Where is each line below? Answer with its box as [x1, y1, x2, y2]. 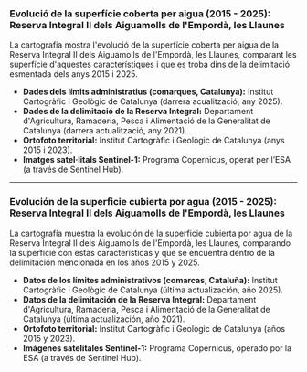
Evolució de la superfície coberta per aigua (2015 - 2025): [9, 7, 271, 20]
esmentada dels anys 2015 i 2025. [9, 69, 139, 80]
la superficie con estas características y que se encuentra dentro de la [9, 247, 276, 258]
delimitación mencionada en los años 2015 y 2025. [9, 257, 200, 268]
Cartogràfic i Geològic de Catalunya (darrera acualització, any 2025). [22, 96, 283, 107]
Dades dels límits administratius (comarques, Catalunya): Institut [22, 86, 274, 98]
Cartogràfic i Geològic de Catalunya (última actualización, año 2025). [22, 284, 283, 295]
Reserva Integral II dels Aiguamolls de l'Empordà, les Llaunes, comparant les [9, 49, 297, 60]
